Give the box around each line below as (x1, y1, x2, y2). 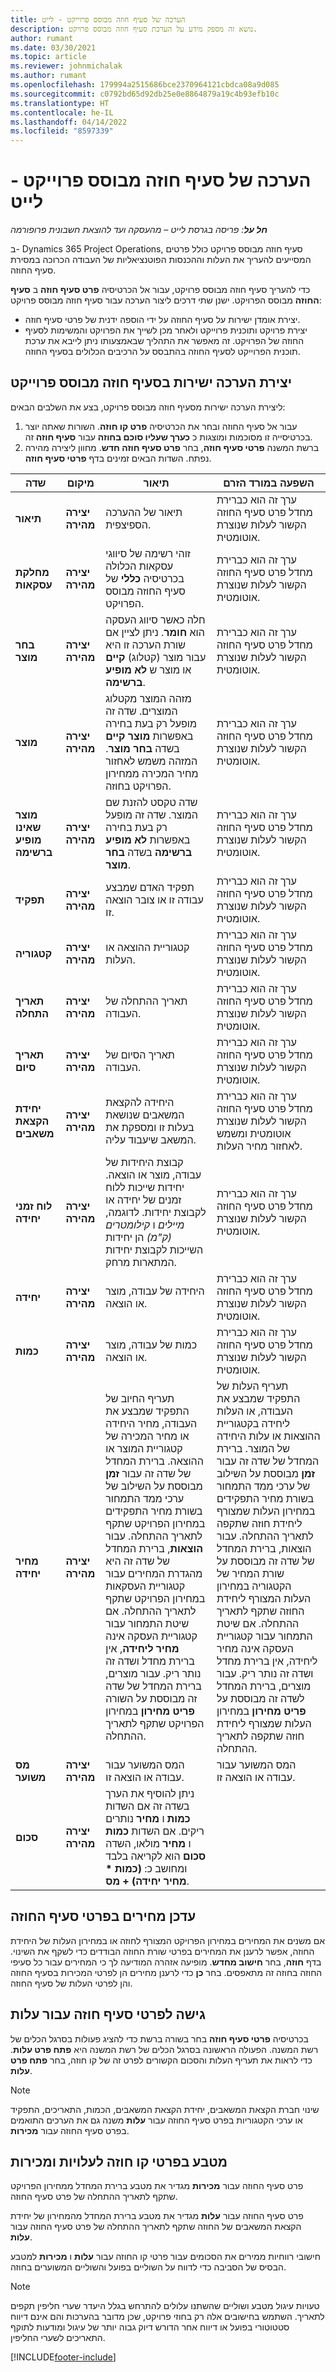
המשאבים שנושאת (105, 1107, 185, 1121)
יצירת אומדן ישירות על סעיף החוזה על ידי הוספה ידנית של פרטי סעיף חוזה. (24, 314, 301, 326)
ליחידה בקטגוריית (216, 1416, 291, 1430)
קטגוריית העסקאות (105, 1579, 186, 1593)
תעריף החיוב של (105, 1391, 175, 1405)
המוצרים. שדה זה (105, 704, 178, 718)
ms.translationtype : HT (10, 98, 110, 108)
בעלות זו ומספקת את (105, 1120, 195, 1134)
